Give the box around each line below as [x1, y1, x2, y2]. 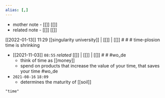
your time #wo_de [20, 68, 58, 74]
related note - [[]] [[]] [12, 26, 57, 33]
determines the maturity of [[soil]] [20, 79, 92, 85]
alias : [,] [5, 7, 29, 13]
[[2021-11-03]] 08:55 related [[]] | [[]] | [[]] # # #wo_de [12, 52, 126, 58]
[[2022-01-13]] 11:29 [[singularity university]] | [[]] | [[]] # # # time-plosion [5, 37, 160, 43]
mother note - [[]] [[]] [12, 21, 58, 27]
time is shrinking [5, 42, 40, 48]
